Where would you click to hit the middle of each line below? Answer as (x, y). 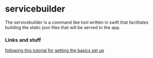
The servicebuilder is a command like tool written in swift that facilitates (77, 22)
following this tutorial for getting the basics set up (55, 51)
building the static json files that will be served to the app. (63, 27)
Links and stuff (23, 40)
